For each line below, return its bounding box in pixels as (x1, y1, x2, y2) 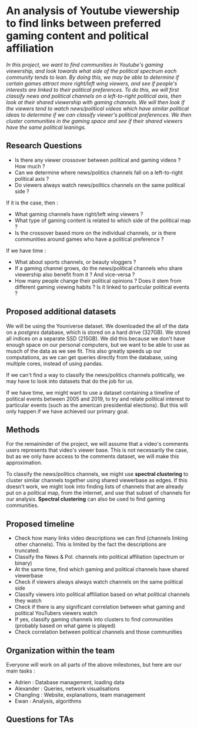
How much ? (14, 163, 45, 170)
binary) (14, 559, 32, 566)
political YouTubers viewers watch (14, 609, 98, 617)
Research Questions (6, 141, 82, 151)
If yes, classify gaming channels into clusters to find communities (14, 616, 173, 623)
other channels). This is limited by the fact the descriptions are (14, 541, 166, 548)
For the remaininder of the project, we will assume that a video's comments (6, 440, 189, 448)
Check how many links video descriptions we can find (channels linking (14, 535, 188, 542)
